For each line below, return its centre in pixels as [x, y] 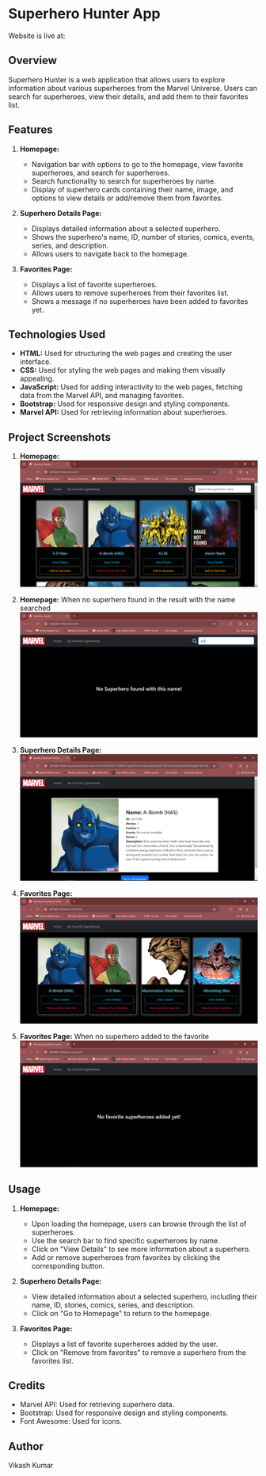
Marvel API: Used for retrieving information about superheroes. [123, 412]
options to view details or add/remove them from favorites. [127, 198]
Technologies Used [57, 334]
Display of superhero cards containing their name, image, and [132, 189]
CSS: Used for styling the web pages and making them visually [122, 370]
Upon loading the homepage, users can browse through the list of [139, 1224]
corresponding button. [68, 1265]
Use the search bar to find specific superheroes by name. [125, 1240]
